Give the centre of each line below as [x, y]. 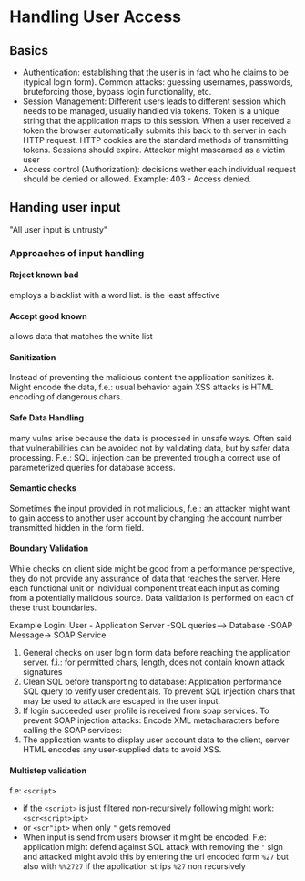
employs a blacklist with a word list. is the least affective [115, 295]
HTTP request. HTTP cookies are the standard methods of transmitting [155, 140]
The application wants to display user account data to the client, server [156, 740]
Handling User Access [96, 17]
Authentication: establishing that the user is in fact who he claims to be [155, 72]
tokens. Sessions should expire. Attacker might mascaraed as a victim [154, 150]
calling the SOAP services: [72, 730]
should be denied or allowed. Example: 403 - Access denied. [137, 179]
